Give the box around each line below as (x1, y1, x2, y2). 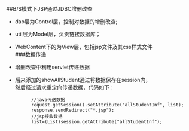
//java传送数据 (31, 97, 66, 103)
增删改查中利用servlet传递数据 (14, 63, 90, 71)
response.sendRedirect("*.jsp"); (31, 107, 115, 113)
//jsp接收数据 (31, 114, 63, 120)
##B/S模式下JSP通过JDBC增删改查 (6, 5, 93, 12)
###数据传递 (14, 51, 47, 58)
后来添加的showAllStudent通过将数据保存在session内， (14, 77, 151, 83)
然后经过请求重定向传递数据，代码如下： (14, 84, 115, 91)
